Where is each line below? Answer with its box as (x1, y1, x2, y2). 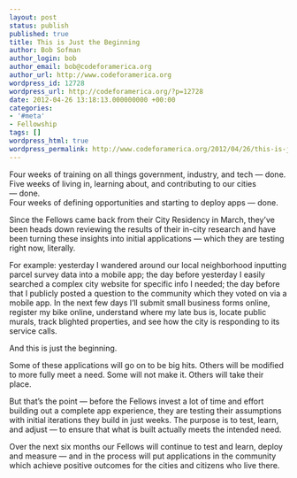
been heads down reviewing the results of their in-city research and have (9, 223, 277, 235)
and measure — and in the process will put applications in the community (9, 451, 277, 461)
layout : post (9, 12, 57, 22)
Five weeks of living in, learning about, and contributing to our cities (9, 178, 256, 189)
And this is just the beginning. (9, 343, 118, 353)
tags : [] (9, 128, 42, 137)
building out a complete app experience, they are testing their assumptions (9, 405, 282, 416)
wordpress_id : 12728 (9, 79, 86, 88)
